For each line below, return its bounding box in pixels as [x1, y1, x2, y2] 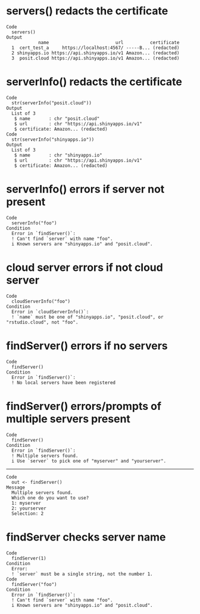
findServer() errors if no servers [6, 339, 168, 353]
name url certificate [37, 39, 180, 45]
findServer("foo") [11, 581, 58, 587]
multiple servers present [6, 412, 131, 425]
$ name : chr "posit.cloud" [14, 115, 100, 122]
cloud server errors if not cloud [6, 261, 164, 274]
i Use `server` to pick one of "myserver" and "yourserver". [11, 458, 167, 464]
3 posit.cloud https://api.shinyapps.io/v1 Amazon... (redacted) [11, 55, 180, 61]
